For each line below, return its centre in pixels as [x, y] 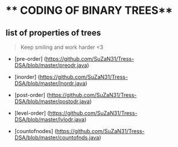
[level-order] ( [32, 113]
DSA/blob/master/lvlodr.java [49, 119]
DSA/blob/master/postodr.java [52, 101]
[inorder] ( [27, 77]
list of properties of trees [53, 33]
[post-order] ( [31, 95]
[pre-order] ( [30, 59]
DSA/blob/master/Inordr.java [50, 83]
